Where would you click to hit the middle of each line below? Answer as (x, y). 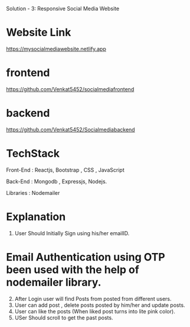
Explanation (36, 217)
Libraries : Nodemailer (33, 193)
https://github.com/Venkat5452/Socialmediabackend (71, 129)
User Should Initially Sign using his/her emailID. (72, 233)
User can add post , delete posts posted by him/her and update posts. (100, 305)
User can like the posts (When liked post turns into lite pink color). (95, 311)
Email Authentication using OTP (86, 257)
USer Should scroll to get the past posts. (64, 318)
